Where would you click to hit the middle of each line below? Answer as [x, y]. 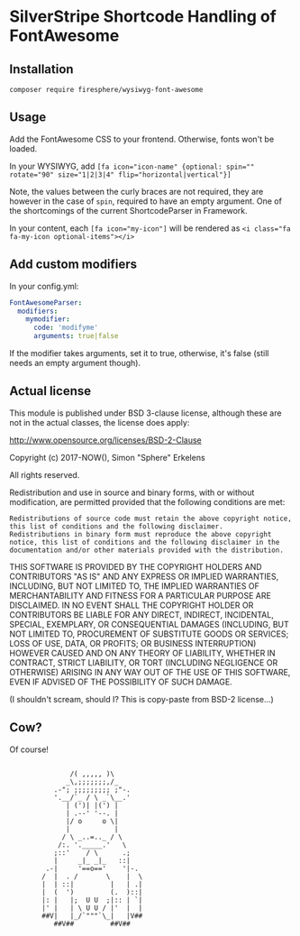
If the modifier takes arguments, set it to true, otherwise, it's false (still [139, 353]
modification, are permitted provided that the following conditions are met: [147, 501]
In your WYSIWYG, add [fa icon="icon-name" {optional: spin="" [132, 166]
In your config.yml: [44, 286]
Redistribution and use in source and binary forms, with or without [132, 492]
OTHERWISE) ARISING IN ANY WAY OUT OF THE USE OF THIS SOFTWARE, [150, 672]
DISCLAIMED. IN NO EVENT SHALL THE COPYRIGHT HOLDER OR [132, 605]
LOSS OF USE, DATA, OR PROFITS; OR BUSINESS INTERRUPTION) [133, 643]
